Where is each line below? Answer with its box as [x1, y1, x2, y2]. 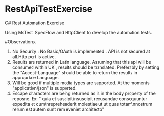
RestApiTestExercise [5, 3, 93, 15]
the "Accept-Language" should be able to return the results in [12, 69, 138, 75]
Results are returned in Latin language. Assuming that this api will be [12, 59, 151, 65]
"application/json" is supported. [12, 85, 77, 91]
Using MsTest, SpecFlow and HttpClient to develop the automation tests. [5, 29, 152, 35]
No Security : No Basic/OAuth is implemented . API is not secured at [12, 48, 150, 54]
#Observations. [5, 39, 36, 45]
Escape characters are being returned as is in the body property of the [12, 90, 156, 96]
